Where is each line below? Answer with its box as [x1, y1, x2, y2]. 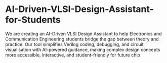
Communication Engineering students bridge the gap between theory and [5, 36, 159, 42]
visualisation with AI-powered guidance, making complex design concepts [5, 46, 160, 52]
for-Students [5, 14, 61, 25]
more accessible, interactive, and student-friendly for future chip [5, 51, 141, 58]
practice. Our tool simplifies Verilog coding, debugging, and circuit [5, 41, 144, 47]
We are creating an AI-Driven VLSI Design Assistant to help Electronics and [5, 30, 162, 36]
